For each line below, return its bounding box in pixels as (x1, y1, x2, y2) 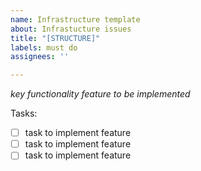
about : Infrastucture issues (10, 24, 132, 34)
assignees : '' (10, 52, 70, 62)
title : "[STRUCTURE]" (10, 33, 101, 43)
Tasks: (10, 107, 38, 120)
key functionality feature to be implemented (10, 88, 191, 100)
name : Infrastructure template (10, 14, 141, 25)
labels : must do (10, 42, 78, 53)
